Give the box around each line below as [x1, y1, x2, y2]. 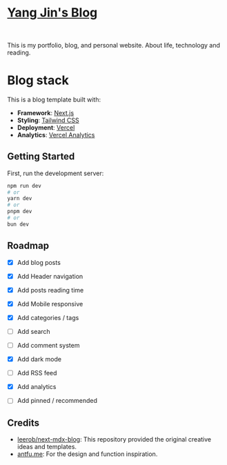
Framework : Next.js [17, 108, 75, 117]
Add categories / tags [17, 313, 79, 321]
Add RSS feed [17, 369, 57, 377]
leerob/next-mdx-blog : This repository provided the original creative [17, 435, 212, 444]
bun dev [7, 221, 30, 228]
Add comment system [17, 342, 80, 349]
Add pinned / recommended [17, 397, 98, 405]
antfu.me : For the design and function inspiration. [17, 450, 158, 458]
